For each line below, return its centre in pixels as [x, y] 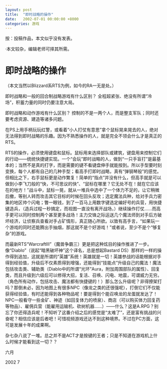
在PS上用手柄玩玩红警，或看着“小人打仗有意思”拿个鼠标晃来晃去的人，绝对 [82, 130]
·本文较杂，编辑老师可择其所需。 [39, 49]
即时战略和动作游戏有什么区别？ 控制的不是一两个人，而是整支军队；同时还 [82, 113]
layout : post [19, 10]
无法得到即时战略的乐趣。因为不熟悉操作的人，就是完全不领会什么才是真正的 [83, 136]
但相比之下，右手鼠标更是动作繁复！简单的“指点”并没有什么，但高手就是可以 [83, 178]
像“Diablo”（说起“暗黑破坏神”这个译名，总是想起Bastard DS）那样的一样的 [81, 250]
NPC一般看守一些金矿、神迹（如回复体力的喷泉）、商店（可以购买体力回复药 [83, 300]
